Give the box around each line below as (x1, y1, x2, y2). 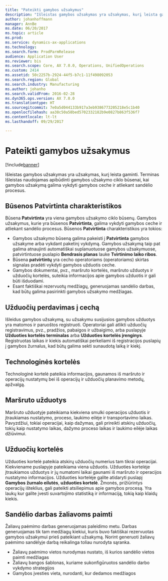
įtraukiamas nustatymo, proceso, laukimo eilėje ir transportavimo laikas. (5, 414, 153, 421)
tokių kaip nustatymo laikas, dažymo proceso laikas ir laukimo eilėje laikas (5, 425, 157, 431)
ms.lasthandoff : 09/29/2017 (5, 119, 64, 124)
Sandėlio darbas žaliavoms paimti (5, 510, 112, 519)
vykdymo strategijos (12, 565, 54, 571)
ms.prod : (5, 36, 23, 41)
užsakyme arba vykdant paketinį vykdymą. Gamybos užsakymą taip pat (12, 241, 160, 247)
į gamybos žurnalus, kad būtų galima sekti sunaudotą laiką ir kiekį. (5, 343, 141, 349)
